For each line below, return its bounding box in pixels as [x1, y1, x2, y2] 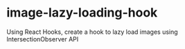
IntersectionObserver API [6, 35, 79, 43]
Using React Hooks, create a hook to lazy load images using [6, 28, 178, 36]
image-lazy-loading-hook [6, 5, 158, 21]
